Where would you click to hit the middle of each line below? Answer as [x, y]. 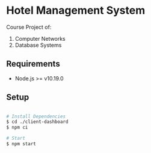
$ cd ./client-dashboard [37, 122]
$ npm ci [17, 127]
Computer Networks [40, 38]
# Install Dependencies [36, 116]
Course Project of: [29, 27]
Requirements [33, 64]
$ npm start [21, 144]
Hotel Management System [76, 10]
